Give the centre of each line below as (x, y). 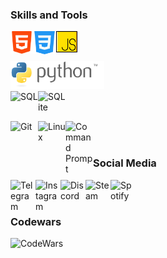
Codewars (36, 221)
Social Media (125, 163)
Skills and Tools (49, 15)
